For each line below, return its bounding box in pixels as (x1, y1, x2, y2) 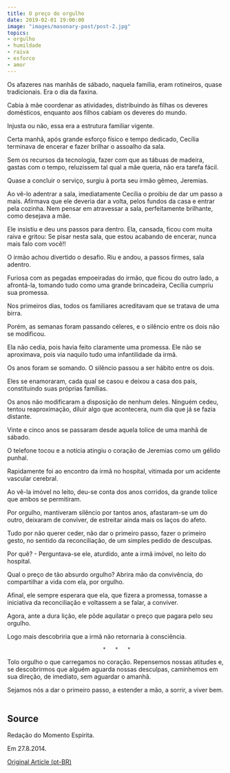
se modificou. (7, 329, 46, 338)
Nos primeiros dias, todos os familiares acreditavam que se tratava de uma (7, 301, 220, 310)
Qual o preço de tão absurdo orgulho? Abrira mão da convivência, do (7, 570, 203, 579)
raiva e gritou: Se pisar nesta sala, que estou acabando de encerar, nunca (7, 232, 217, 240)
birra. (7, 309, 23, 317)
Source (7, 713, 39, 725)
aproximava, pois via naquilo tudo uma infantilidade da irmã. (7, 350, 178, 358)
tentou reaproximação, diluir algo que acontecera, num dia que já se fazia (7, 404, 216, 413)
